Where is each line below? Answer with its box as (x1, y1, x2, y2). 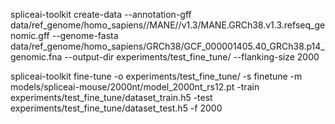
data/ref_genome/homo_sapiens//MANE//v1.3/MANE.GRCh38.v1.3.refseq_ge (10, 19, 326, 31)
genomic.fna (10, 51, 63, 63)
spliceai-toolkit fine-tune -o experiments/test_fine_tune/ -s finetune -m (10, 70, 303, 82)
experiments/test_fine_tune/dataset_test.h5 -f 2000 (10, 102, 223, 114)
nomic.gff (10, 30, 50, 41)
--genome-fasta (51, 30, 119, 41)
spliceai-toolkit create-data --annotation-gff (10, 9, 192, 20)
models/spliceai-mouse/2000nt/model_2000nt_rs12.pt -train (10, 81, 260, 93)
